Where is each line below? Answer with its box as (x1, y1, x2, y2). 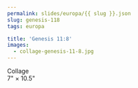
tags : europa (7, 23, 45, 30)
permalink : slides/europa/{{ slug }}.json (7, 10, 131, 17)
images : (7, 42, 30, 49)
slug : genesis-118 (7, 16, 60, 23)
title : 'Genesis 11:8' (7, 35, 72, 42)
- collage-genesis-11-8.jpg (13, 48, 95, 55)
